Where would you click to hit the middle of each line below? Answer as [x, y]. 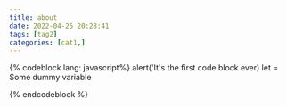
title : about [33, 17]
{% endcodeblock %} [49, 95]
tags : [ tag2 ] [33, 34]
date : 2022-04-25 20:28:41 [59, 26]
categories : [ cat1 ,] [48, 42]
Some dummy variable [50, 78]
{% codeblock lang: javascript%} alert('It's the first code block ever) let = [144, 68]
